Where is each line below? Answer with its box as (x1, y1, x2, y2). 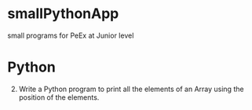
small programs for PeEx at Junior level (7, 31, 134, 40)
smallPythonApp (7, 5, 119, 23)
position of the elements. (18, 92, 100, 102)
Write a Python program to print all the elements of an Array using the (18, 84, 244, 93)
